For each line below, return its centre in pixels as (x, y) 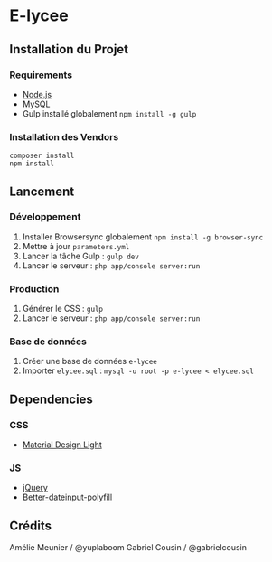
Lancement (42, 191)
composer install (42, 156)
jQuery (35, 488)
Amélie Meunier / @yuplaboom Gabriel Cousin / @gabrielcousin (128, 548)
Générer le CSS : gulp (63, 309)
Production (34, 288)
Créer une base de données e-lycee (90, 361)
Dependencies (51, 399)
